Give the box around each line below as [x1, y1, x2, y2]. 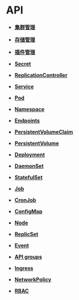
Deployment [14, 151, 45, 158]
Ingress [14, 264, 34, 271]
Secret [14, 60, 31, 67]
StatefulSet [14, 173, 43, 180]
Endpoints [14, 117, 40, 124]
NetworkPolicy [14, 276, 52, 283]
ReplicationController [14, 71, 68, 79]
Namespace [14, 105, 45, 112]
